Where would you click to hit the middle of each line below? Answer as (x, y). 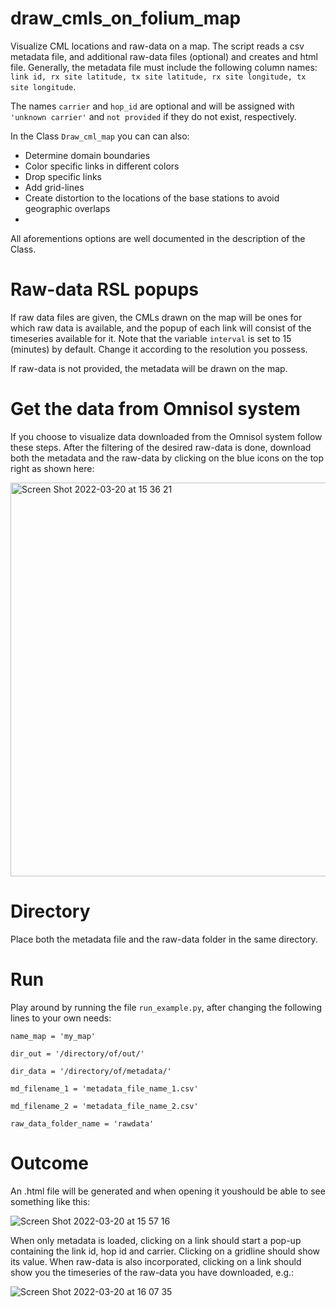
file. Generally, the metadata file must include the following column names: (164, 67)
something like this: (50, 1201)
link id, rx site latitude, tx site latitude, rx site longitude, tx (158, 77)
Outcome (49, 1163)
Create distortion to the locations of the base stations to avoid (152, 198)
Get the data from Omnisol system (155, 409)
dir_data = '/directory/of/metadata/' (91, 1071)
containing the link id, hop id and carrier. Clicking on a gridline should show (165, 1251)
